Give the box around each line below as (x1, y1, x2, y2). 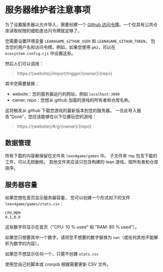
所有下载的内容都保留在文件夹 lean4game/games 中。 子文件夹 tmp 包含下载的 (5, 153, 158, 159)
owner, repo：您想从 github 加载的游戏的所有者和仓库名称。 (12, 97, 133, 103)
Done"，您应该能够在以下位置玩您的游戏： (11, 113, 97, 119)
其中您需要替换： (5, 80, 40, 86)
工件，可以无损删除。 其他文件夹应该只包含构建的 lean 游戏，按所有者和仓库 (5, 159, 159, 164)
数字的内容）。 (13, 240, 41, 246)
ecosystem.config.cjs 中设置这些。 (5, 50, 76, 56)
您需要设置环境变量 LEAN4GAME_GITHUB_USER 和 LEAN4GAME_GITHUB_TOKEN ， (5, 38, 150, 44)
